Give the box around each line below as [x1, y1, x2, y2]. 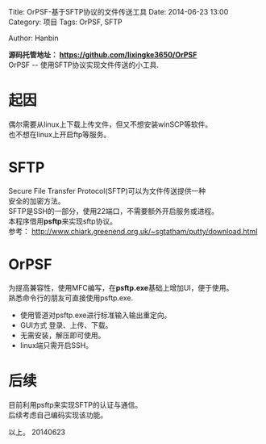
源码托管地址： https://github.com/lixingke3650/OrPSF [8, 50, 197, 59]
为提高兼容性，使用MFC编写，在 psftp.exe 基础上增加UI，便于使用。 [8, 283, 234, 292]
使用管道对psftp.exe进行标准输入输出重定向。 [19, 310, 172, 320]
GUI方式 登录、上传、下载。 [19, 320, 113, 329]
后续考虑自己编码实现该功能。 [8, 410, 107, 420]
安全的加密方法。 [8, 196, 65, 206]
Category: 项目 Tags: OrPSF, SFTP [8, 17, 123, 27]
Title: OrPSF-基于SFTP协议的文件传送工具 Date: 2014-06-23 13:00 [8, 7, 229, 16]
